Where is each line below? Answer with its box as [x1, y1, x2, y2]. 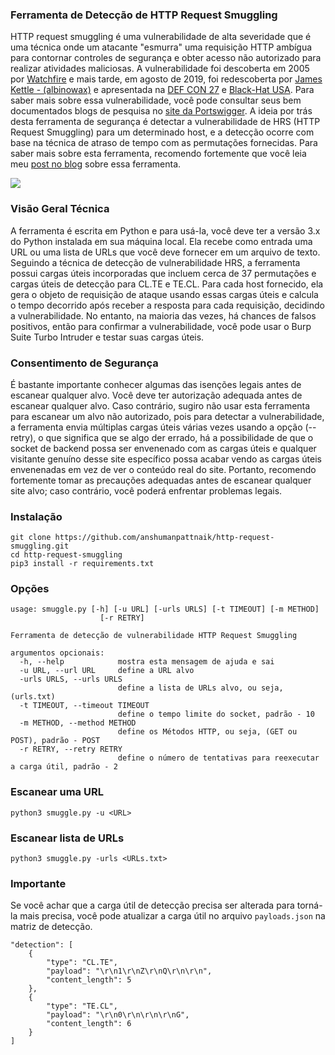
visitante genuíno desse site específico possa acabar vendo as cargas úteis [10, 453, 322, 465]
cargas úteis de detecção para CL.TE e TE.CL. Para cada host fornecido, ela [10, 278, 324, 290]
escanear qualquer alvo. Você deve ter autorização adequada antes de [10, 389, 303, 401]
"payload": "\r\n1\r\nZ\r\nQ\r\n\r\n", [46, 966, 213, 977]
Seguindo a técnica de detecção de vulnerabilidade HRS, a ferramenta [10, 256, 301, 268]
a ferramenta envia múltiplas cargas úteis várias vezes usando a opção [10, 421, 303, 433]
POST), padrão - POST [10, 736, 101, 746]
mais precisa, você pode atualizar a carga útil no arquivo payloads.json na [19, 910, 326, 922]
